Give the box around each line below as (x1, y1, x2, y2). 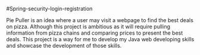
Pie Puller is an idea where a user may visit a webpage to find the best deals (6, 17, 194, 23)
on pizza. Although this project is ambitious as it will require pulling (6, 23, 170, 30)
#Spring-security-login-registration (6, 5, 93, 12)
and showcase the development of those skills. (6, 42, 122, 49)
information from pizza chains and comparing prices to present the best (6, 29, 183, 36)
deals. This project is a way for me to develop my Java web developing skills (6, 36, 195, 42)
